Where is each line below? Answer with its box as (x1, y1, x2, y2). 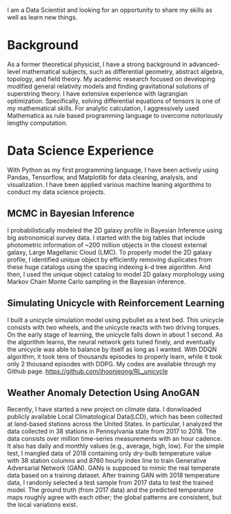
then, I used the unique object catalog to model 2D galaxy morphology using (7, 270, 225, 278)
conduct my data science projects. (7, 188, 106, 196)
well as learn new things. (7, 13, 78, 21)
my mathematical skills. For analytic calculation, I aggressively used (7, 103, 199, 112)
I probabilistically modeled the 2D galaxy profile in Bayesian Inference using (7, 226, 223, 234)
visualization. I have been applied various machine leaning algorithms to (7, 180, 212, 188)
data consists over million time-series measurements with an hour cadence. (7, 435, 223, 443)
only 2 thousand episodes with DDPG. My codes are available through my (7, 359, 217, 368)
